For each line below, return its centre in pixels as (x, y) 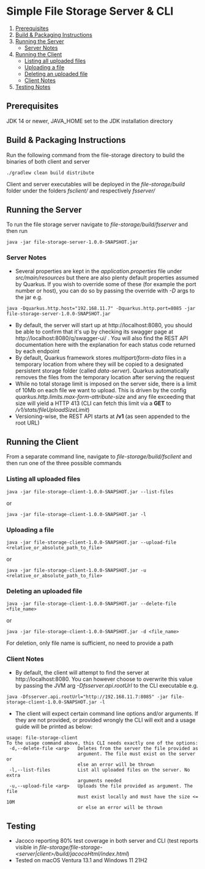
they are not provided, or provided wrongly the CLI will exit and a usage (105, 720)
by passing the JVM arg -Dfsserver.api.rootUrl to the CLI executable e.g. (106, 685)
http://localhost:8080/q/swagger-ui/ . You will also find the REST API (102, 338)
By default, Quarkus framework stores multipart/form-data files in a (101, 357)
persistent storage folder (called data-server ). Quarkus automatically (102, 370)
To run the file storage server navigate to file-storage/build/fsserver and (97, 224)
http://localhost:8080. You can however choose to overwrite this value (104, 679)
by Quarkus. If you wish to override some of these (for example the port (106, 284)
